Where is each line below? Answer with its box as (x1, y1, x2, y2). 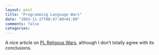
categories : (5, 26, 30, 31)
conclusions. (5, 45, 32, 51)
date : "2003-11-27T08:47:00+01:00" (5, 16, 80, 21)
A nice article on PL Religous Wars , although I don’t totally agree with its (5, 39, 154, 45)
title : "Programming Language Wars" (5, 12, 82, 17)
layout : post (5, 7, 33, 12)
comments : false (5, 21, 39, 26)
